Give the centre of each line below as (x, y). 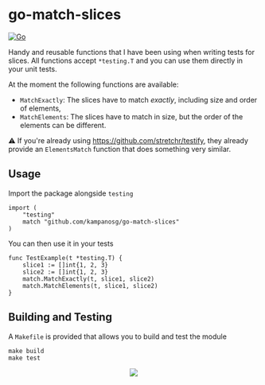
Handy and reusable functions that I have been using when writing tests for (131, 52)
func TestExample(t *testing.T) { (66, 258)
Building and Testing (60, 317)
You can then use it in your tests (61, 243)
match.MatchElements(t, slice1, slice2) (90, 286)
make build (26, 351)
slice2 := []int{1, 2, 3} (66, 272)
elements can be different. (63, 125)
